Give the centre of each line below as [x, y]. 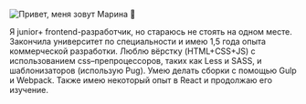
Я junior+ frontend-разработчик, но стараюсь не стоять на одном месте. [151, 31]
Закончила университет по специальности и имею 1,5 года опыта [138, 42]
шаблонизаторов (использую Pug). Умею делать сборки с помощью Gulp [153, 70]
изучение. [29, 90]
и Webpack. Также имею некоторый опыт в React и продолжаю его [141, 80]
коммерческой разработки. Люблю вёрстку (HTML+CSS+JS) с [132, 51]
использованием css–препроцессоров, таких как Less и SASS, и [136, 61]
